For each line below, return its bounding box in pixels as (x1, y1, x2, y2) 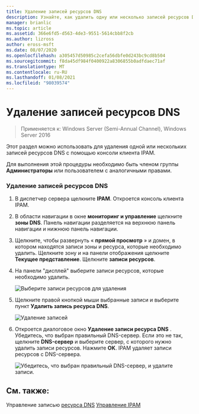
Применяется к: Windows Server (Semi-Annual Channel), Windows (20, 125, 187, 132)
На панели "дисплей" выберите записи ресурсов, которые (14, 267, 164, 274)
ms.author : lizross (6, 36, 54, 42)
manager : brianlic (6, 20, 52, 25)
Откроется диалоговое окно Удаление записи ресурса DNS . (14, 326, 172, 333)
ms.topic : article (6, 25, 52, 31)
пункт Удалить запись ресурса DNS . (14, 303, 110, 310)
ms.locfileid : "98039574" (6, 80, 70, 86)
